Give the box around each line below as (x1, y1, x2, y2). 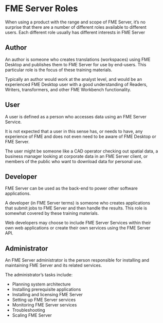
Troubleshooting (12, 307, 45, 313)
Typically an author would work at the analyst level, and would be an (5, 76, 142, 82)
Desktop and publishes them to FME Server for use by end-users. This (5, 61, 146, 67)
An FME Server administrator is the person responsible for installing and (5, 257, 149, 263)
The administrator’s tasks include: (5, 272, 73, 278)
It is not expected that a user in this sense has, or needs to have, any (5, 128, 143, 134)
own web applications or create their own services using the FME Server (5, 225, 151, 231)
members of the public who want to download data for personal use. (5, 158, 143, 164)
